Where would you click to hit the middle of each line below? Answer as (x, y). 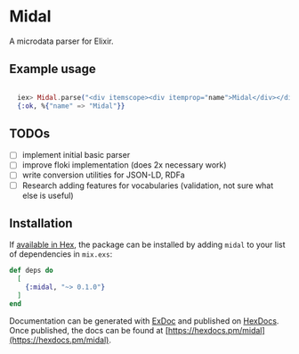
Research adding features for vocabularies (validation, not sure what (148, 185)
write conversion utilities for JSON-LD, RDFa (103, 175)
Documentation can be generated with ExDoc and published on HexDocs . (144, 321)
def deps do (31, 271)
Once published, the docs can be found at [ (89, 330)
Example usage (53, 69)
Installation (41, 223)
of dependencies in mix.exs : (61, 254)
